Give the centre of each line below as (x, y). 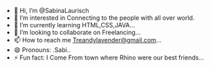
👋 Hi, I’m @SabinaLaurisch (51, 11)
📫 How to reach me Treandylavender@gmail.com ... (88, 40)
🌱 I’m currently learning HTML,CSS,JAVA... (74, 25)
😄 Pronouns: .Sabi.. (42, 50)
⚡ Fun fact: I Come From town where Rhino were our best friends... (109, 57)
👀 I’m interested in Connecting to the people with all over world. (104, 18)
